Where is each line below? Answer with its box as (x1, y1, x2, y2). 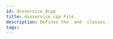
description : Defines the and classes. (6, 19, 108, 25)
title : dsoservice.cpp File (6, 14, 75, 19)
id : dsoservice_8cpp (6, 8, 57, 14)
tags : (6, 24, 19, 30)
